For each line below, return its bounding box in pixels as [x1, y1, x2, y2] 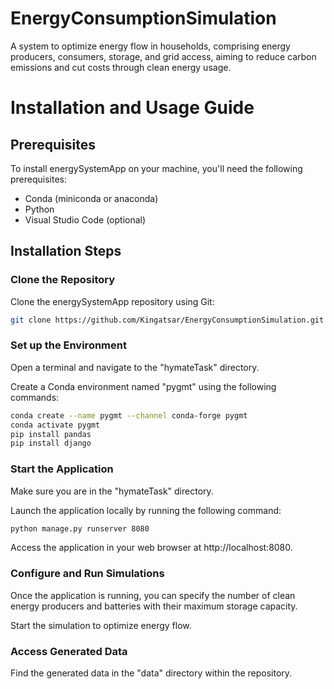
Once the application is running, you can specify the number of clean [10, 589, 296, 601]
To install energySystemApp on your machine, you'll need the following [10, 162, 303, 174]
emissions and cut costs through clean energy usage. [10, 61, 232, 73]
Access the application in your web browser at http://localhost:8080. [10, 542, 293, 554]
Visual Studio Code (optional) [24, 213, 147, 226]
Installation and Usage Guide [10, 97, 255, 119]
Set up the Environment [10, 338, 127, 352]
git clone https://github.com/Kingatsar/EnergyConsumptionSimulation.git [10, 315, 325, 325]
